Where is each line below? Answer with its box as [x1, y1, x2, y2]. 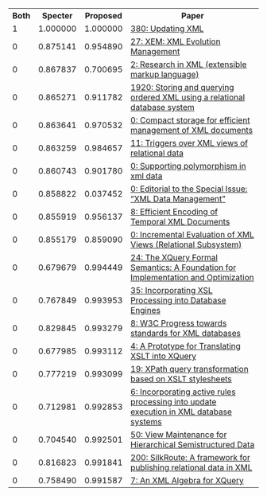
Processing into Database [130, 295, 226, 306]
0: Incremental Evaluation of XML [130, 229, 254, 240]
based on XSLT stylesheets [130, 373, 232, 385]
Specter [42, 10, 73, 21]
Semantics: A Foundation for [130, 262, 237, 273]
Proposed [84, 10, 123, 21]
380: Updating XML [130, 23, 204, 34]
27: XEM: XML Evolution [130, 36, 221, 47]
